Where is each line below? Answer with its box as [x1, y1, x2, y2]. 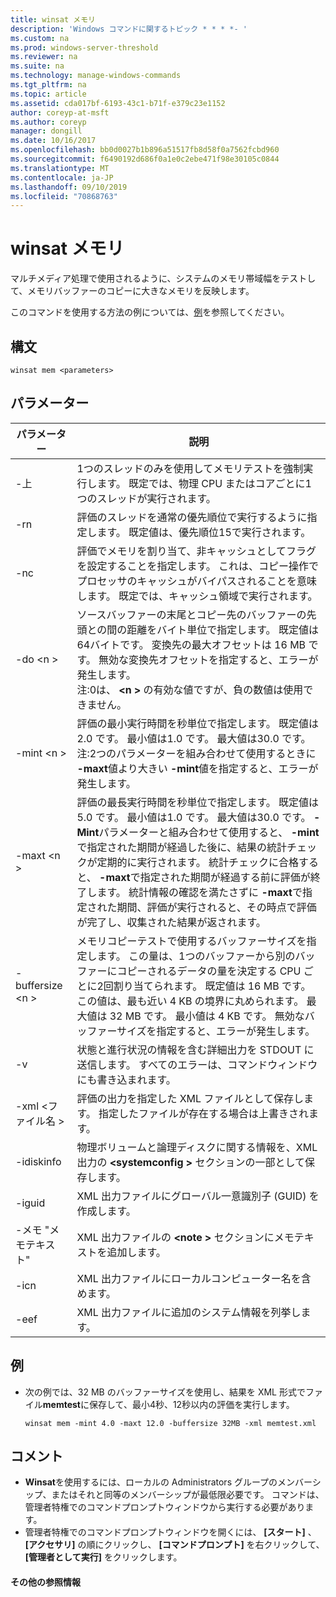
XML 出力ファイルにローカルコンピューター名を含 [76, 1271, 312, 1285]
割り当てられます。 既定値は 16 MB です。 [113, 979, 312, 993]
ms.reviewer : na [10, 52, 78, 62]
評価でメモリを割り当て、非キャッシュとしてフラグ [76, 544, 317, 558]
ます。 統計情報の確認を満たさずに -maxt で [96, 885, 303, 899]
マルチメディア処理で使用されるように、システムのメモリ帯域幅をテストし [10, 272, 317, 285]
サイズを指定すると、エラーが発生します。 [116, 1024, 316, 1038]
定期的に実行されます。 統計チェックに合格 [96, 855, 300, 869]
